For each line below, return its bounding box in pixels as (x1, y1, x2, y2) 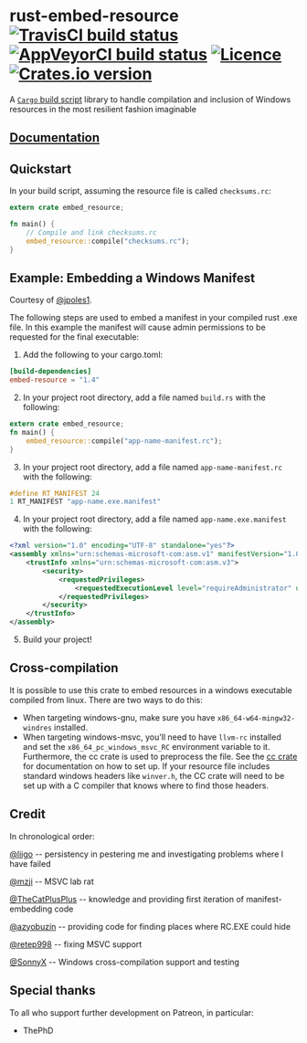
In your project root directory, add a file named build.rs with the (22, 392, 267, 403)
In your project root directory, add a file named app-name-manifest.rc (22, 461, 283, 472)
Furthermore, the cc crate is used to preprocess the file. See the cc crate (22, 751, 298, 762)
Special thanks (9, 983, 96, 998)
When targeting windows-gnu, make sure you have (22, 711, 216, 722)
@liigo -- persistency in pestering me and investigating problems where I (9, 848, 284, 859)
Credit (9, 806, 46, 822)
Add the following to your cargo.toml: (22, 349, 164, 361)
